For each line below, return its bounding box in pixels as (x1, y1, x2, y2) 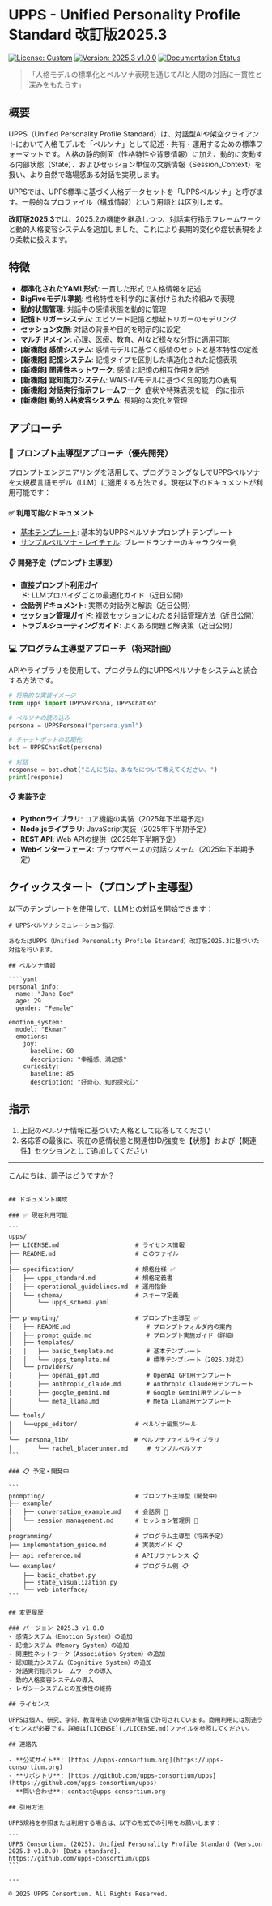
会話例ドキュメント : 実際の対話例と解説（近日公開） (19, 600, 195, 610)
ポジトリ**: (28, 1771, 65, 1779)
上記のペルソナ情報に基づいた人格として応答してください (19, 1125, 212, 1135)
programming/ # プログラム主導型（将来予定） (8, 1532, 227, 1540)
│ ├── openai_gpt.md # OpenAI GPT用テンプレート (8, 1371, 232, 1379)
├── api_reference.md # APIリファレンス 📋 (8, 1551, 200, 1559)
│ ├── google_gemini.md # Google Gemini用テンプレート (8, 1388, 243, 1397)
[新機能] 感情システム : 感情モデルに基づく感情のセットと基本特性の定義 (19, 344, 259, 354)
